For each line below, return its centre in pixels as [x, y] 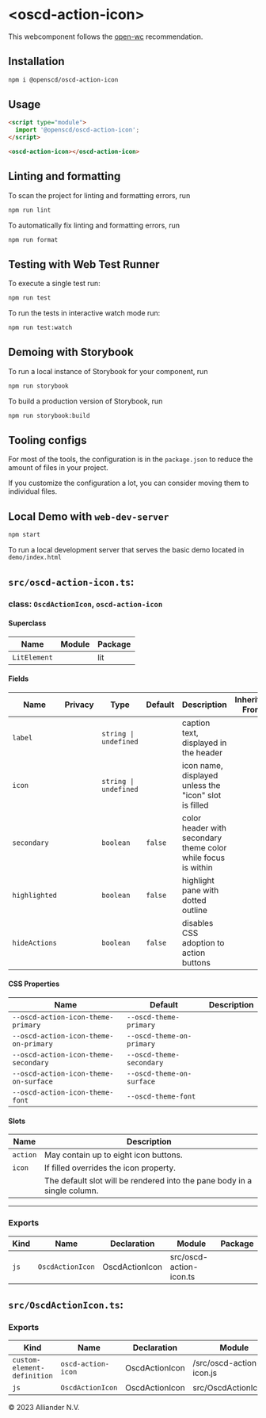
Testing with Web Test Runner [84, 264]
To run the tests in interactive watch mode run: [84, 313]
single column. [72, 1191]
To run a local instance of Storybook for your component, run [108, 371]
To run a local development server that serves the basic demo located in [126, 550]
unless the [201, 785]
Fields [19, 678]
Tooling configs [47, 440]
